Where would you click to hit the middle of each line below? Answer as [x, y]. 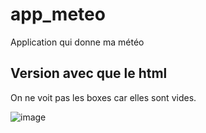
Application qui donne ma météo [77, 42]
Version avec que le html [89, 73]
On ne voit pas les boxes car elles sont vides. [103, 97]
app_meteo [58, 14]
